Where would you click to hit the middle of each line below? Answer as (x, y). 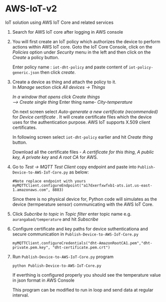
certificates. (25, 127)
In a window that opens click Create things (56, 97)
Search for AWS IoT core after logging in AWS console (68, 32)
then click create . (58, 72)
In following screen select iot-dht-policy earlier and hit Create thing (83, 137)
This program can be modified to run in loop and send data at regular (83, 290)
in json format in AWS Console (43, 280)
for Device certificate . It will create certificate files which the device (82, 117)
